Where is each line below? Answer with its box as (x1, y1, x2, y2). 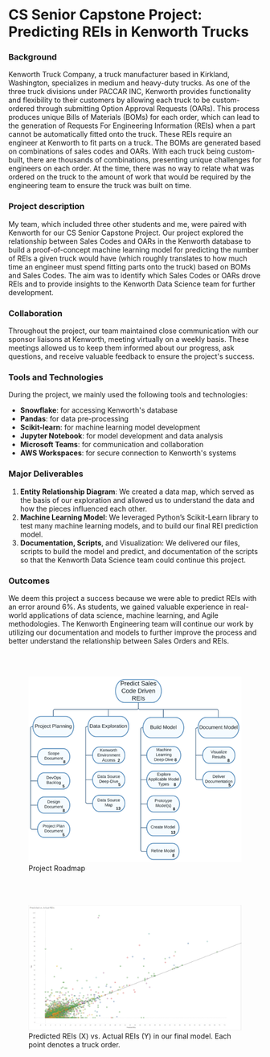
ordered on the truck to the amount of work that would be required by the (8, 172, 252, 182)
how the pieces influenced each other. (19, 504, 148, 513)
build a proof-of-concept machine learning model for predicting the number (8, 245, 260, 254)
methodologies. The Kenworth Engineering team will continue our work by (8, 619, 254, 628)
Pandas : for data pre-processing (19, 414, 129, 424)
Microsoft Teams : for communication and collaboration (19, 440, 204, 450)
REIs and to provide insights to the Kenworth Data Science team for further (8, 279, 256, 289)
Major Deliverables (8, 468, 84, 479)
